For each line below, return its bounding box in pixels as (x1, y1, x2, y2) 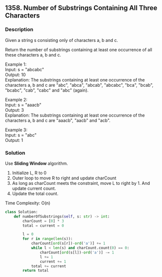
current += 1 (39, 259, 67, 264)
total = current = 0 (22, 223, 64, 228)
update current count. (12, 185, 56, 191)
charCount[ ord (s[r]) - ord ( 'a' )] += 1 (31, 241, 106, 246)
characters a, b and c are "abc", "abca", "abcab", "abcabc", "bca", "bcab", (5, 82, 154, 88)
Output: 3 (5, 107, 24, 113)
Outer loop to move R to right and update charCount (12, 175, 117, 181)
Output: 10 (5, 72, 26, 78)
